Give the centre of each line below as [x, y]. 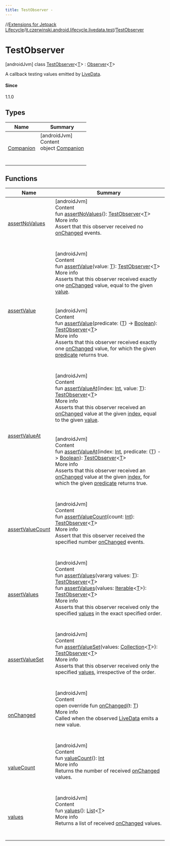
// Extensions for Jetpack [31, 24]
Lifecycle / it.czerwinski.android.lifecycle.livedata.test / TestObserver [75, 30]
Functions [22, 178]
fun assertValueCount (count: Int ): [95, 517]
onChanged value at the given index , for [102, 477]
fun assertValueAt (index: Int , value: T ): [100, 388]
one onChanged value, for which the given [105, 348]
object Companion [62, 148]
